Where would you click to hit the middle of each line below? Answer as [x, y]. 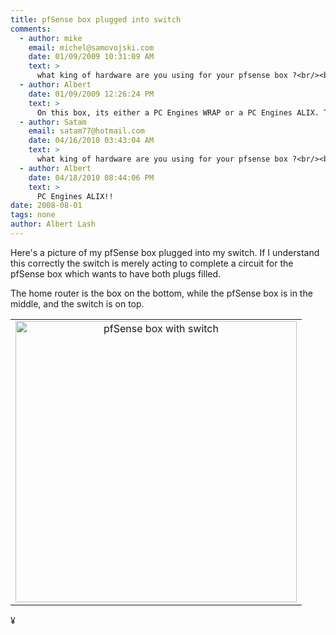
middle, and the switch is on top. [77, 303]
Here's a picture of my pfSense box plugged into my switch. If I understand [165, 252]
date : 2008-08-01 [46, 206]
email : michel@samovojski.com [91, 47]
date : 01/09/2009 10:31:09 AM [91, 57]
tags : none [33, 215]
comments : [31, 29]
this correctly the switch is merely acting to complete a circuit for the [152, 263]
